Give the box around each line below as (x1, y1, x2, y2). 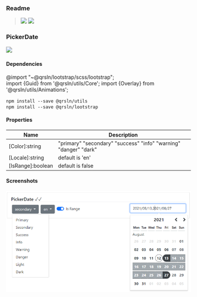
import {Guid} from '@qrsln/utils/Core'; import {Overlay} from (6, 79, 154, 86)
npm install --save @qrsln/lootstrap (6, 104, 98, 110)
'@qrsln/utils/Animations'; (6, 86, 69, 93)
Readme (6, 4, 30, 12)
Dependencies (6, 61, 43, 68)
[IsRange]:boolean (8, 162, 53, 169)
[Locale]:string (8, 154, 45, 161)
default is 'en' (57, 154, 91, 161)
